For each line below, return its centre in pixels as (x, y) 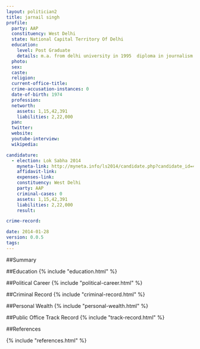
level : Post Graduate (43, 51)
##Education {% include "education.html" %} (62, 271)
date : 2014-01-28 (28, 232)
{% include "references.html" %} (47, 340)
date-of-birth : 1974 (37, 95)
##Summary (21, 260)
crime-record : (24, 221)
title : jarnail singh (33, 17)
